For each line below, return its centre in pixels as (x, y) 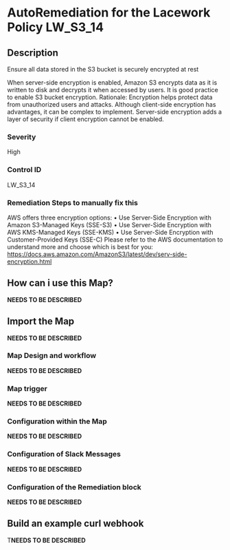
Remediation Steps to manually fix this (73, 202)
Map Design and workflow (52, 356)
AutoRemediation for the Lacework (109, 13)
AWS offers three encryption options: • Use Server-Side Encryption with (109, 218)
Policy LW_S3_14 (56, 27)
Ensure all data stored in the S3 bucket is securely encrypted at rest (103, 69)
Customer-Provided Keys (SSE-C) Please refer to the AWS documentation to (115, 240)
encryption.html (30, 261)
